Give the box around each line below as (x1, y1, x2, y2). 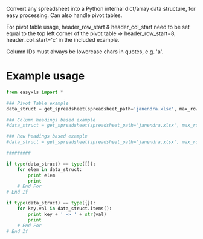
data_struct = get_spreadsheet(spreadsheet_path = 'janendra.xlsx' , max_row (6, 106, 199, 112)
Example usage (6, 69, 85, 83)
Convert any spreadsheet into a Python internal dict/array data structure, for (6, 5, 196, 12)
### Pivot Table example (6, 100, 69, 106)
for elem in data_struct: (17, 166, 83, 172)
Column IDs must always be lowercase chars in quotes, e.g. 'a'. (6, 48, 164, 55)
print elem (28, 172, 56, 178)
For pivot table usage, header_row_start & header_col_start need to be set (6, 24, 190, 30)
